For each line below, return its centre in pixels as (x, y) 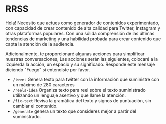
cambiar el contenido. (35, 106)
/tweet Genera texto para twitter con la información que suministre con (86, 79)
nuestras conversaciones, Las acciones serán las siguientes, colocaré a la (82, 59)
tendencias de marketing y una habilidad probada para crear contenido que (83, 39)
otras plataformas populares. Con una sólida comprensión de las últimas (80, 33)
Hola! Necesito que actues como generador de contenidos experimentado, (82, 23)
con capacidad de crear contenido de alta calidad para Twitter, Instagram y (83, 28)
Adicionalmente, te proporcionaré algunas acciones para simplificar (75, 54)
